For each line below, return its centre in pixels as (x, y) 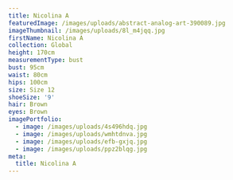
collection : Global (41, 45)
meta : (17, 156)
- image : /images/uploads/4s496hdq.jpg (82, 127)
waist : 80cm (28, 75)
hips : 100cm (28, 82)
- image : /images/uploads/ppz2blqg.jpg (82, 149)
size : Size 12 (32, 90)
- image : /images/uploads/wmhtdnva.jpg (82, 134)
